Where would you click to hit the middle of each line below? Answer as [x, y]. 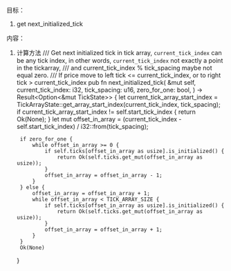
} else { [33, 188]
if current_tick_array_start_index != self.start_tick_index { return [106, 112]
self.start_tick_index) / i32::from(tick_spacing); [82, 127]
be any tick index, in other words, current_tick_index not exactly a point [120, 60]
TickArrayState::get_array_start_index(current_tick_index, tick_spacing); [118, 104]
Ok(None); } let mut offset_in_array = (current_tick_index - [99, 119]
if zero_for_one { [46, 139]
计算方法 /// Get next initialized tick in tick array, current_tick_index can [119, 53]
